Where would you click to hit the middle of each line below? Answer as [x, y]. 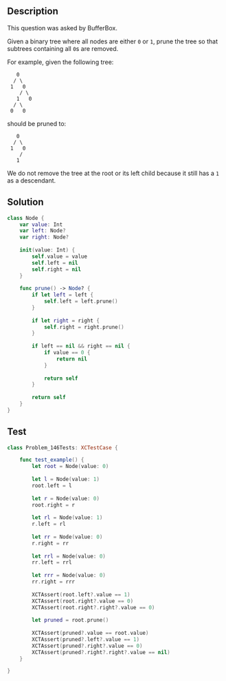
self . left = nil [55, 263]
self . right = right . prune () [84, 327]
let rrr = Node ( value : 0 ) [69, 576]
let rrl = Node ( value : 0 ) [69, 556]
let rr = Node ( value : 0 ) [67, 537]
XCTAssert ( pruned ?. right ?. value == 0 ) [87, 646]
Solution [25, 202]
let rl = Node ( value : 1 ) [67, 518]
